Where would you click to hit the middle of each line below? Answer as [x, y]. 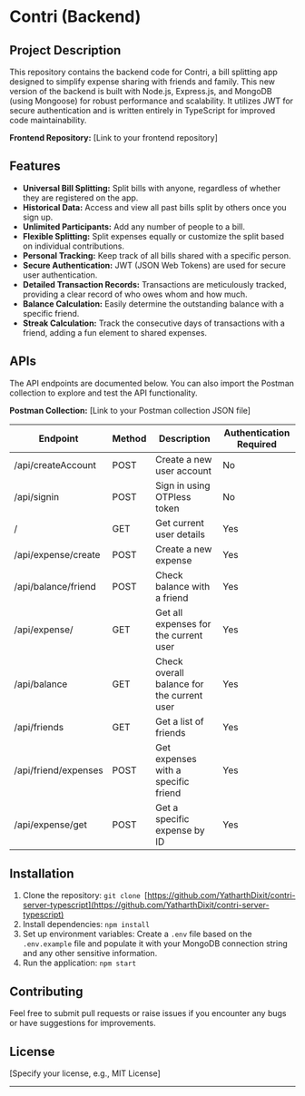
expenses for [183, 623]
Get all [169, 612]
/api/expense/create [57, 554]
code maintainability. [48, 120]
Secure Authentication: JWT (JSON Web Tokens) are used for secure [154, 265]
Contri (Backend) [75, 17]
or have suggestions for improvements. [83, 1023]
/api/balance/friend [55, 586]
